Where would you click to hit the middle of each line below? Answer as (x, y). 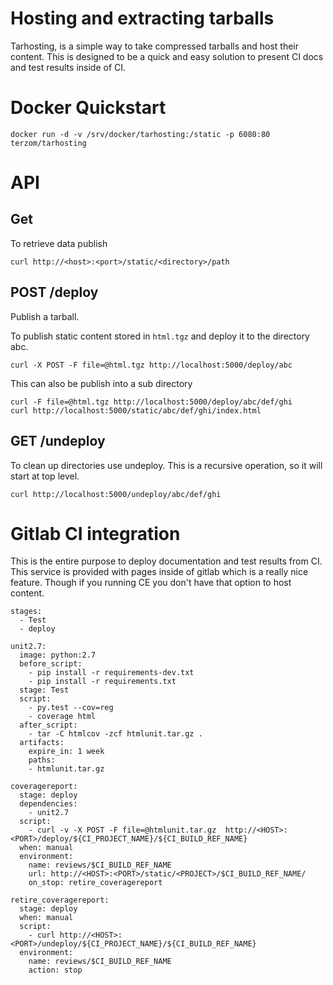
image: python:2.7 (58, 655)
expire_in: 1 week (66, 752)
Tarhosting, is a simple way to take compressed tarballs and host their (154, 46)
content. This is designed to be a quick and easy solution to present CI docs (167, 56)
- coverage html (62, 717)
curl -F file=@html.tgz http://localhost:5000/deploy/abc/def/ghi (151, 402)
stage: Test (44, 690)
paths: (42, 760)
